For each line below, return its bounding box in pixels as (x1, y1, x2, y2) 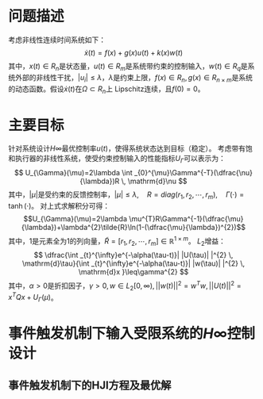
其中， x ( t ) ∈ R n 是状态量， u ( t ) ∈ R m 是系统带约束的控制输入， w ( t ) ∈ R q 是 (8, 61, 248, 72)
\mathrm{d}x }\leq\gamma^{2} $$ (78, 267, 189, 277)
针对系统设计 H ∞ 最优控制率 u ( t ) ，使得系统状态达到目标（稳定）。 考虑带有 (8, 144, 246, 153)
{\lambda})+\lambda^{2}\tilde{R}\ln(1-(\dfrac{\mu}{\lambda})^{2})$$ (21, 222, 246, 232)
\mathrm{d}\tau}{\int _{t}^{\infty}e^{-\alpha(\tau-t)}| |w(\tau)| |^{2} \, (21, 259, 246, 268)
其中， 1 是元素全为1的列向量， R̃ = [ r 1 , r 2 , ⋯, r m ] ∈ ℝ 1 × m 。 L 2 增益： (8, 235, 226, 247)
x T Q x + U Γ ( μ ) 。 (8, 291, 58, 304)
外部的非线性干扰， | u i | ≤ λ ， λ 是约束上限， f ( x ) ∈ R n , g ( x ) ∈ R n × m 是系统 (14, 72, 253, 84)
